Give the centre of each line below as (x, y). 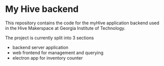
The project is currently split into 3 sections (50, 38)
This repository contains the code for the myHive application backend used (82, 23)
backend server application (40, 47)
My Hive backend (42, 9)
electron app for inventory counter (47, 58)
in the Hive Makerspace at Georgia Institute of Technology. (65, 28)
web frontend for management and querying (58, 53)
